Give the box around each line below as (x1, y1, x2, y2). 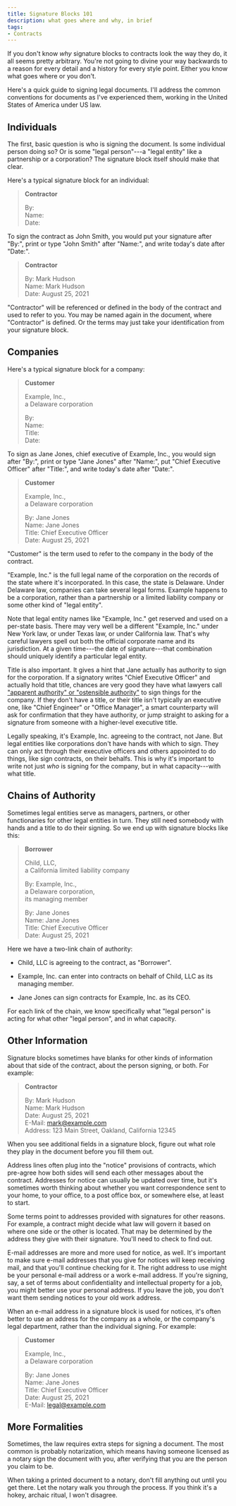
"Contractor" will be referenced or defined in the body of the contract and (7, 303, 222, 312)
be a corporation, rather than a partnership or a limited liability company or (7, 593, 224, 601)
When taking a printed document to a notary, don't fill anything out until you (7, 1476, 227, 1484)
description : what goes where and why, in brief (7, 17, 153, 24)
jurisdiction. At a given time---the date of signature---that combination (7, 644, 213, 653)
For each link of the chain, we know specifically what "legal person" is (7, 1007, 211, 1015)
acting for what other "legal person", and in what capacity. (7, 1014, 177, 1023)
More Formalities (7, 1421, 83, 1433)
